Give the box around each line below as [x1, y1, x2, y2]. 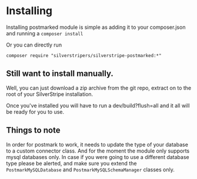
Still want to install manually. [6, 69, 113, 79]
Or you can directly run [6, 41, 62, 48]
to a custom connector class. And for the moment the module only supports [6, 147, 190, 154]
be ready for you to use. [6, 108, 65, 115]
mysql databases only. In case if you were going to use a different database [6, 153, 189, 160]
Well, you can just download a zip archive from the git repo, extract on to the [6, 84, 192, 91]
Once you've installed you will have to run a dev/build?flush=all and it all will [6, 102, 190, 109]
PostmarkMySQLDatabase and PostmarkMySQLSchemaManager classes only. [6, 166, 175, 173]
